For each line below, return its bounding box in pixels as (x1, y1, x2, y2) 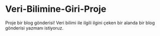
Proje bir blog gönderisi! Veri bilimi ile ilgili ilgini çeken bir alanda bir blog (5, 20, 155, 26)
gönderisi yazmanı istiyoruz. (5, 25, 64, 31)
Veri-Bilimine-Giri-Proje (5, 3, 107, 15)
